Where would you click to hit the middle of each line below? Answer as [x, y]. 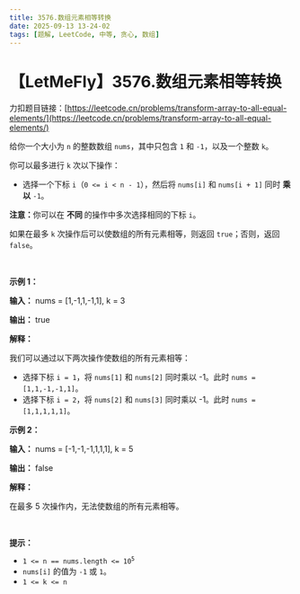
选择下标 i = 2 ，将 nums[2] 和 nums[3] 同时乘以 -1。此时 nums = [139, 400]
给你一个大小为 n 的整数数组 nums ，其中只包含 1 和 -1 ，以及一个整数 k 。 [141, 146]
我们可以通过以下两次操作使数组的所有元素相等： [100, 358]
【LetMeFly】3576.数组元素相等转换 [146, 81]
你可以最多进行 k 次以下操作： [65, 165]
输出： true [30, 320]
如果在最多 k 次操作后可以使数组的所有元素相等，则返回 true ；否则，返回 [145, 234]
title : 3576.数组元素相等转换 [61, 18]
